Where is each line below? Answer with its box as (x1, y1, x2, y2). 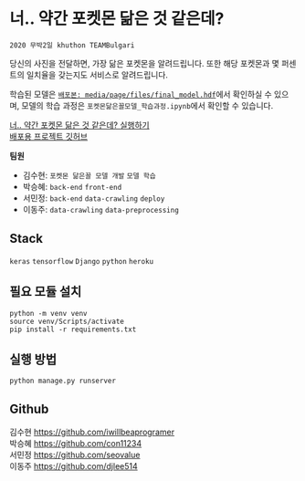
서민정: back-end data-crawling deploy (22, 193, 165, 204)
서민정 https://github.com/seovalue (9, 449, 141, 461)
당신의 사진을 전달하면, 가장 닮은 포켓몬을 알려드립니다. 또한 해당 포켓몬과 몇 (9, 58, 280, 68)
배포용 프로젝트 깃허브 (9, 131, 89, 141)
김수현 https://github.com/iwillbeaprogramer (9, 426, 175, 438)
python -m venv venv (9, 308, 89, 318)
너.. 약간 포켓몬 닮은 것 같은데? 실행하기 (9, 120, 150, 131)
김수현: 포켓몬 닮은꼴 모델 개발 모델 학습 (22, 170, 157, 181)
